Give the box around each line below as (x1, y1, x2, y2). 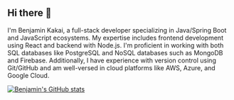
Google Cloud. (7, 71, 50, 79)
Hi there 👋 (7, 7, 52, 19)
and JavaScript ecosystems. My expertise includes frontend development (7, 33, 224, 42)
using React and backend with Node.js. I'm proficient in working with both (7, 40, 224, 50)
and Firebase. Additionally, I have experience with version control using (7, 56, 217, 65)
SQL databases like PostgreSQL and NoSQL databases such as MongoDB (7, 48, 223, 57)
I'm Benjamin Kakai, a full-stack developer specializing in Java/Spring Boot (7, 26, 227, 34)
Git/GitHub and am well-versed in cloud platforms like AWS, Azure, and (7, 63, 216, 72)
